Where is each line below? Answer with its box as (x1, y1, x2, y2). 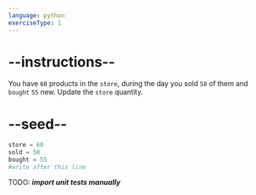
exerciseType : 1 (8, 19, 61, 27)
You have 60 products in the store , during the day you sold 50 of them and (8, 79, 248, 88)
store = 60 (8, 141, 44, 149)
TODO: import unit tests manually (8, 177, 121, 186)
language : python (8, 11, 65, 20)
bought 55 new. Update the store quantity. (8, 88, 143, 97)
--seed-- (8, 115, 68, 133)
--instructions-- (8, 53, 116, 71)
